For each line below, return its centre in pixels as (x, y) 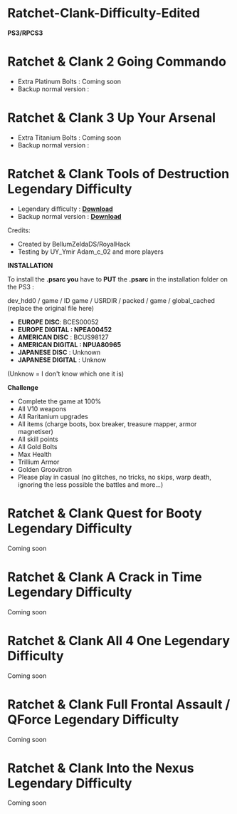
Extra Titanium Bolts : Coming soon (69, 138)
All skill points (38, 439)
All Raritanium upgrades (53, 416)
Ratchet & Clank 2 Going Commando (117, 62)
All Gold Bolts (37, 446)
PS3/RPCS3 (25, 33)
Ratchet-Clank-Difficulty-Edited (104, 13)
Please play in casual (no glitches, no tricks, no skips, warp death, (114, 477)
